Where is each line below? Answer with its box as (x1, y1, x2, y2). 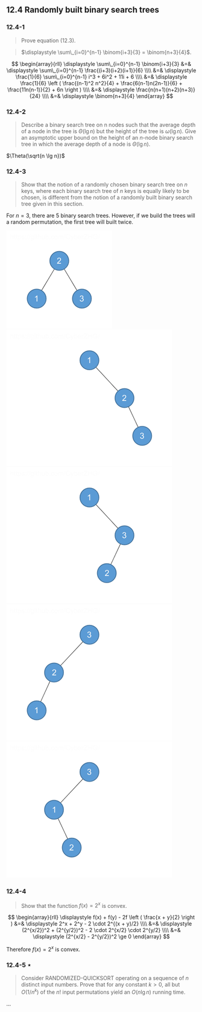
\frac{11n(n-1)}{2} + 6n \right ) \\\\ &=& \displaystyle (7, 86, 135, 93)
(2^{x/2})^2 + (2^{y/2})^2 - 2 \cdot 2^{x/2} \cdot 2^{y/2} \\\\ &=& (22, 927, 181, 934)
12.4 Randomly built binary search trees (6, 5, 160, 15)
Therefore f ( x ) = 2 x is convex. (6, 945, 80, 953)
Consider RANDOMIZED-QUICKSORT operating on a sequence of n (21, 974, 189, 982)
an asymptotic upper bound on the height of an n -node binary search (21, 134, 194, 141)
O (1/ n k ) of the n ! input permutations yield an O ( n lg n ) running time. (21, 987, 186, 996)
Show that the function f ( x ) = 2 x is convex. (21, 901, 127, 909)
